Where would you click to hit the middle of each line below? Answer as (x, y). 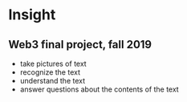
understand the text (53, 81)
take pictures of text (53, 63)
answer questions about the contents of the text (99, 89)
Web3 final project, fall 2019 (80, 45)
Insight (32, 15)
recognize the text (50, 72)
